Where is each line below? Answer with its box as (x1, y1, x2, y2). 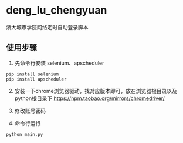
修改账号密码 (14, 107, 46, 114)
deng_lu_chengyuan (6, 4, 107, 17)
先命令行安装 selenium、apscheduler (14, 59, 104, 66)
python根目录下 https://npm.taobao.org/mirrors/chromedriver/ (14, 95, 165, 102)
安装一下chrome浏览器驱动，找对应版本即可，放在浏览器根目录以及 (14, 87, 177, 94)
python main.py (6, 131, 43, 137)
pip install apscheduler (6, 76, 67, 82)
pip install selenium (6, 71, 59, 77)
